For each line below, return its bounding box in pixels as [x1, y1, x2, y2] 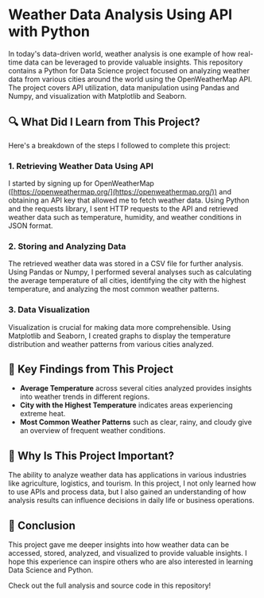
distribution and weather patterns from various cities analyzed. [8, 339, 214, 348]
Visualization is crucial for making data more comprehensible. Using [8, 322, 231, 332]
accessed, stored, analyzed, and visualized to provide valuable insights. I [8, 549, 247, 558]
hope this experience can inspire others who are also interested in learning [8, 557, 254, 567]
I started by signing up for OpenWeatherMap [8, 179, 155, 188]
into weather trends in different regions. [19, 392, 150, 402]
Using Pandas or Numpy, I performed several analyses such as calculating [8, 267, 252, 277]
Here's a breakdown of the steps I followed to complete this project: [8, 140, 231, 150]
